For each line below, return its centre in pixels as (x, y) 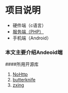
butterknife (24, 80)
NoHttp (20, 74)
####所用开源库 (22, 64)
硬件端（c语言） (29, 25)
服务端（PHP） (28, 31)
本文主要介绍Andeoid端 (34, 52)
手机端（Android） (32, 38)
